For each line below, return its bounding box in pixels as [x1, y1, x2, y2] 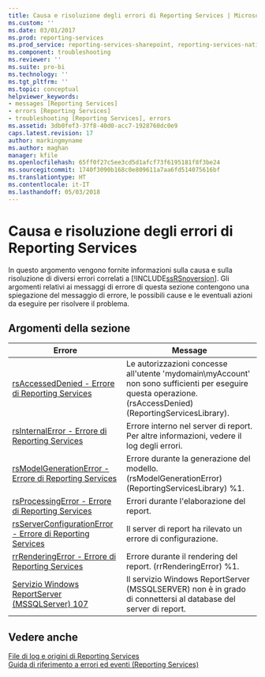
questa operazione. [125, 388, 199, 399]
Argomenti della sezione [8, 321, 131, 335]
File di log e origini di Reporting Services [8, 652, 140, 661]
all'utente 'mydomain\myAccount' [125, 369, 251, 380]
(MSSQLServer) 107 [12, 599, 89, 610]
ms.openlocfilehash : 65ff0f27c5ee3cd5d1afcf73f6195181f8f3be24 [8, 159, 221, 167]
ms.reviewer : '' [8, 56, 62, 64]
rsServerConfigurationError [12, 519, 114, 530]
